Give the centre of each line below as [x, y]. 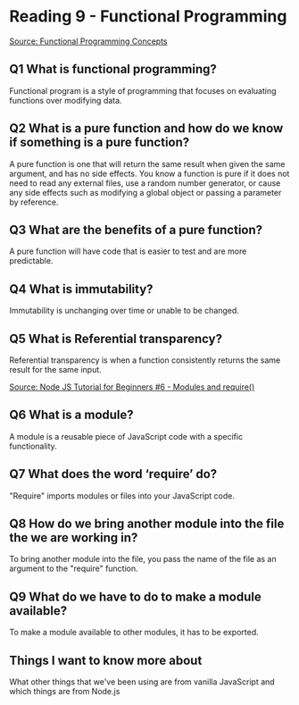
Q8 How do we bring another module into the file [147, 524]
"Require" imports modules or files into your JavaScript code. [122, 495]
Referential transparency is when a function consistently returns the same [145, 360]
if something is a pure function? [100, 143]
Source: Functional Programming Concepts [88, 41]
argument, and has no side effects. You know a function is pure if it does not [149, 173]
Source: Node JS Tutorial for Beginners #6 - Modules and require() [132, 387]
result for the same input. [56, 369]
